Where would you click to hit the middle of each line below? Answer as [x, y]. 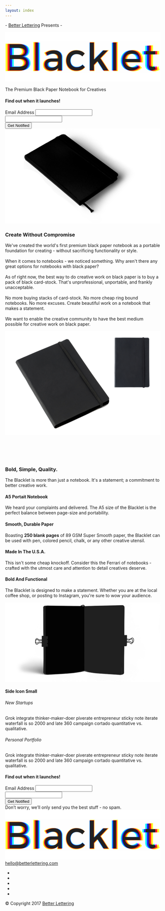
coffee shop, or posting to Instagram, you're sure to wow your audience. [79, 596]
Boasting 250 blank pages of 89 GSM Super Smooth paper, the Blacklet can [82, 535]
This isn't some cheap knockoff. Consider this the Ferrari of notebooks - [78, 563]
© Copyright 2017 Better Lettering [40, 903]
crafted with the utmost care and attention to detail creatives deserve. [76, 568]
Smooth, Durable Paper [30, 524]
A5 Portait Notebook [27, 497]
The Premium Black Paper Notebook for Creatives [56, 89]
